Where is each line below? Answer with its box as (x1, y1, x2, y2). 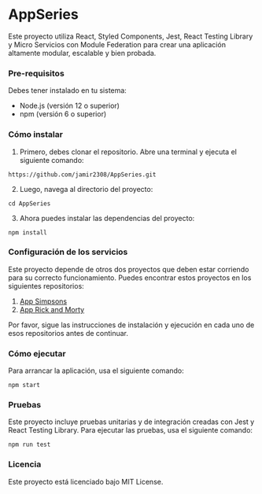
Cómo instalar (8, 129, 63, 140)
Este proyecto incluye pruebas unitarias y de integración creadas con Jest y (8, 417, 255, 426)
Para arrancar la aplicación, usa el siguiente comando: (8, 366, 185, 375)
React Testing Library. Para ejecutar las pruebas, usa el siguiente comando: (8, 426, 253, 435)
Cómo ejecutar (8, 348, 66, 359)
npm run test (8, 441, 51, 449)
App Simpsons (19, 297, 68, 306)
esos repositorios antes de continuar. (8, 328, 128, 337)
